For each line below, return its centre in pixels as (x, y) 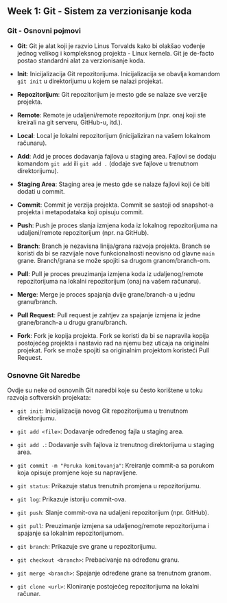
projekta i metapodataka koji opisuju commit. (80, 212)
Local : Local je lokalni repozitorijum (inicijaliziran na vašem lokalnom (113, 135)
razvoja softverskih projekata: (49, 397)
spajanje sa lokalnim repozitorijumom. (70, 533)
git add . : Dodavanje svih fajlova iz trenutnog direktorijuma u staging (116, 444)
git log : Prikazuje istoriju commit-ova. (72, 499)
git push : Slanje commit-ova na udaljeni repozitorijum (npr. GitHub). (113, 512)
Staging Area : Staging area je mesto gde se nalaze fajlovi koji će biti (113, 184)
